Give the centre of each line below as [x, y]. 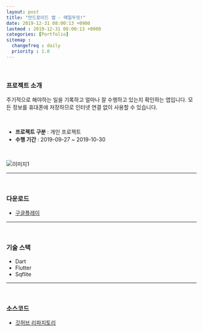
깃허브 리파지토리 [35, 322]
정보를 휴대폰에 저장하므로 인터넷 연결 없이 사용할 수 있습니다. [85, 107]
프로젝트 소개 [24, 85]
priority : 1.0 [31, 51]
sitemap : [19, 40]
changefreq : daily [36, 46]
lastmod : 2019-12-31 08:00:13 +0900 [54, 29]
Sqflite [23, 274]
